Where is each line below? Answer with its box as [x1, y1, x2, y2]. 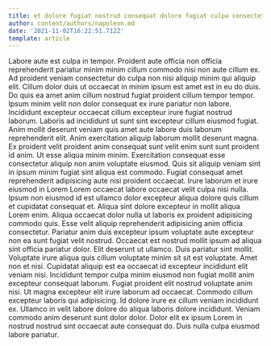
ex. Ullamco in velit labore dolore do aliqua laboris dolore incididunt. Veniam [8, 304, 261, 314]
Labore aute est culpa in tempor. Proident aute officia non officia [8, 56, 223, 66]
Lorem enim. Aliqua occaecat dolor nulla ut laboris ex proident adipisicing [8, 210, 252, 220]
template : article [8, 34, 70, 43]
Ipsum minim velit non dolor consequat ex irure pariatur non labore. [8, 99, 232, 109]
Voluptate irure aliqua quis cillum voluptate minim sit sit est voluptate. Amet [8, 253, 258, 262]
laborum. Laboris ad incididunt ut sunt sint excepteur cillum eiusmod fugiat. [8, 116, 259, 126]
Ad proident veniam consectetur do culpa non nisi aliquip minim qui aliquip [8, 73, 256, 83]
